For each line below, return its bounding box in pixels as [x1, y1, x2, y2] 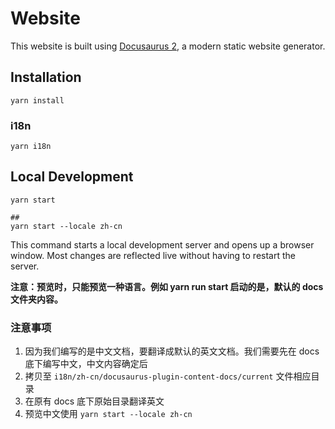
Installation [10, 69, 82, 86]
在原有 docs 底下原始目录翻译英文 [24, 395, 165, 407]
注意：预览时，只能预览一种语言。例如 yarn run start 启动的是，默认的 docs [10, 280, 324, 292]
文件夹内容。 [10, 293, 63, 305]
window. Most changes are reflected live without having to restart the [10, 249, 296, 261]
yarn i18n [10, 142, 52, 152]
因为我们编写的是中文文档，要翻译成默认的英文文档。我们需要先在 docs [24, 345, 320, 357]
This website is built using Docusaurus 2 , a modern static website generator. [10, 40, 326, 52]
